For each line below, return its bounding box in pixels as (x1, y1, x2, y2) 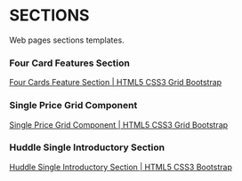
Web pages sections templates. (9, 35, 125, 45)
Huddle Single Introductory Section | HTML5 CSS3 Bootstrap (9, 161, 233, 172)
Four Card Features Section (9, 57, 131, 69)
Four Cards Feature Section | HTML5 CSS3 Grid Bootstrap (9, 77, 222, 88)
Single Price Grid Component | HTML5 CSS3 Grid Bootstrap (9, 119, 229, 130)
